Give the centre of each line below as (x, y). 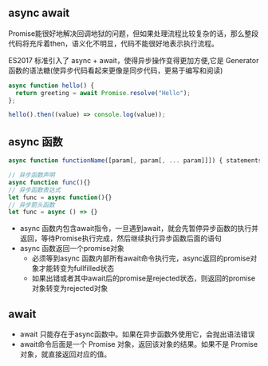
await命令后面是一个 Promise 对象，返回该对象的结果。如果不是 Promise (138, 344)
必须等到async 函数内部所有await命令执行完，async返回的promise (141, 258)
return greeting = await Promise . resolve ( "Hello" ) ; (103, 93)
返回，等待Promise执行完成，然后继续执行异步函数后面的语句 (120, 238)
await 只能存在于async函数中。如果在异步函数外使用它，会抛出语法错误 (137, 334)
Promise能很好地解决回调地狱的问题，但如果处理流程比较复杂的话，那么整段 (134, 33)
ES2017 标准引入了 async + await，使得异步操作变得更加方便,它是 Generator (134, 60)
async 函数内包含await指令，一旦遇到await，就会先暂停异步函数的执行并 (139, 229)
